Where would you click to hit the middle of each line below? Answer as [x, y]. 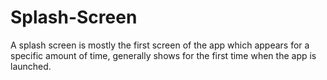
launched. [31, 66]
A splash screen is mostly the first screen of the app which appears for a [160, 45]
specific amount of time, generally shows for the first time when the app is [163, 55]
